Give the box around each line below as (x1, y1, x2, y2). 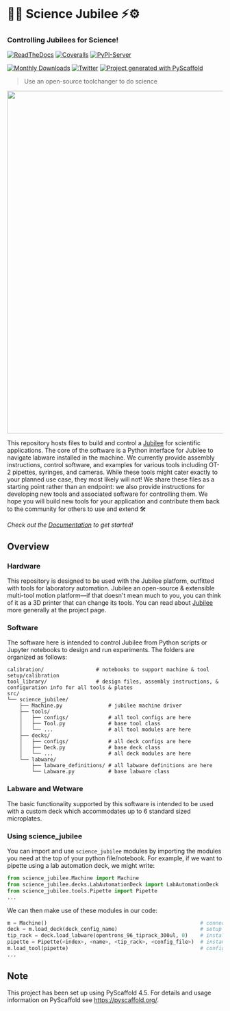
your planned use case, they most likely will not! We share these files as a (7, 475, 215, 484)
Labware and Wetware (7, 784, 84, 794)
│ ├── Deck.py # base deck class (19, 745, 161, 751)
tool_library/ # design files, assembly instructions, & (7, 678, 219, 686)
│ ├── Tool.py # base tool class (19, 721, 161, 727)
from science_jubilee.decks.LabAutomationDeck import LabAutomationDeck (7, 881, 219, 888)
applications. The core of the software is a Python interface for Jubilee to (7, 447, 214, 455)
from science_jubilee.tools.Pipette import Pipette (7, 887, 157, 895)
